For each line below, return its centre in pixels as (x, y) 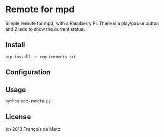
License (18, 117)
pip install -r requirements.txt (41, 57)
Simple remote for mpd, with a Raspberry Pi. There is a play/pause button (82, 23)
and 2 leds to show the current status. (45, 29)
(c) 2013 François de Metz (33, 129)
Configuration (28, 72)
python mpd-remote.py (28, 101)
